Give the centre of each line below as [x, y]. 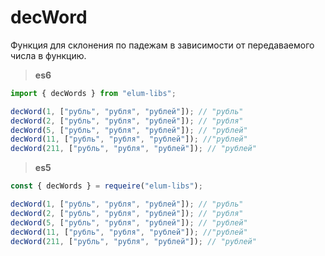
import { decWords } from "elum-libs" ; [93, 93]
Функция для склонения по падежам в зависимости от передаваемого [162, 45]
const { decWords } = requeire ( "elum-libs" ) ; [106, 186]
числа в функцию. [48, 55]
